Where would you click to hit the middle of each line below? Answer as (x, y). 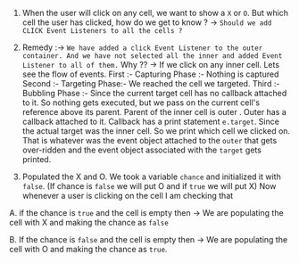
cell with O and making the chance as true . (88, 249)
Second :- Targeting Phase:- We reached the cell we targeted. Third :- (151, 83)
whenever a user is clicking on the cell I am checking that (128, 196)
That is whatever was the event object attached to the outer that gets (149, 140)
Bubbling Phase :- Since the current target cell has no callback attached (154, 93)
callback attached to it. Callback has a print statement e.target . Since (150, 121)
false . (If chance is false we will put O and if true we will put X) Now (149, 186)
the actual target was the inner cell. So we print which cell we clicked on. (156, 131)
